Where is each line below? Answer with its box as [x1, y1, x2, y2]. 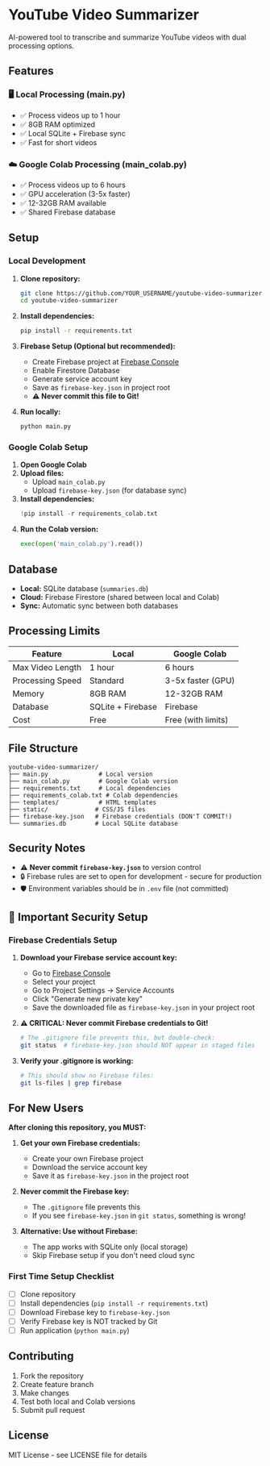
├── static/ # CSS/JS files [8, 805, 147, 814]
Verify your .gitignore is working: [19, 1056, 134, 1065]
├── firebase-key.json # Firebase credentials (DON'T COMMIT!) [8, 812, 232, 820]
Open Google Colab [19, 460, 87, 469]
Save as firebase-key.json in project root [31, 383, 171, 393]
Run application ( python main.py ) [19, 1325, 131, 1335]
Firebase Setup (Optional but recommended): [19, 341, 176, 352]
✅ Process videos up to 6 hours [19, 180, 127, 189]
